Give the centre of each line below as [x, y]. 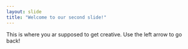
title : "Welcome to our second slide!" [57, 17]
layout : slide [24, 12]
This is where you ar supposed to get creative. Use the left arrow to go [94, 34]
